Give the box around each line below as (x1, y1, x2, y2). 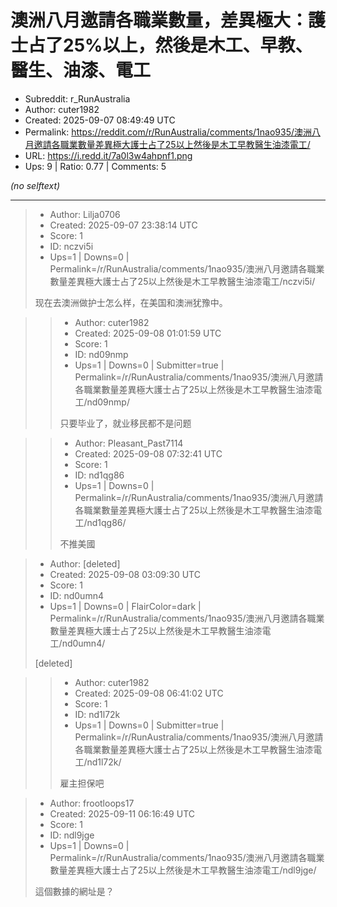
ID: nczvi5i (49, 240, 94, 252)
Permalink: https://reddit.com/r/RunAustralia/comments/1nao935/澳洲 (24, 126, 312, 138)
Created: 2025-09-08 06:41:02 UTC (74, 687, 224, 699)
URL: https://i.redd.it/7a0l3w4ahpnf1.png (24, 149, 193, 161)
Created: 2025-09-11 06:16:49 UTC (49, 807, 195, 820)
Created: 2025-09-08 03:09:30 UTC (49, 568, 201, 580)
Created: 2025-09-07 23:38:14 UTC (49, 219, 198, 231)
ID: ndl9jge (49, 829, 95, 841)
